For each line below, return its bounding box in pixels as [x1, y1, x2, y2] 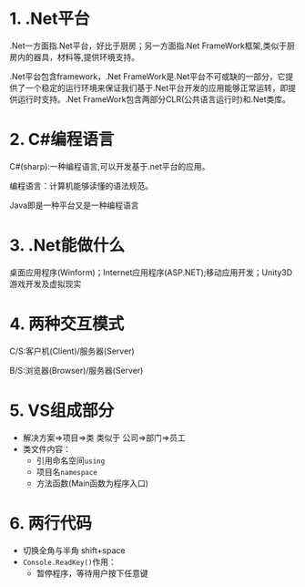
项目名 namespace [36, 466, 98, 477]
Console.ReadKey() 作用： [22, 556, 117, 567]
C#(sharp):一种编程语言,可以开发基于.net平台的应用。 [9, 160, 210, 171]
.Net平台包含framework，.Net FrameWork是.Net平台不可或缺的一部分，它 [9, 70, 286, 82]
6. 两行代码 [9, 512, 93, 533]
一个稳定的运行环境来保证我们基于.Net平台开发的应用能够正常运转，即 [25, 82, 289, 93]
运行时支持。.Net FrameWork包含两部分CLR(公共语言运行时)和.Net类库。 [16, 93, 291, 105]
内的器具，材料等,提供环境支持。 [16, 51, 140, 62]
